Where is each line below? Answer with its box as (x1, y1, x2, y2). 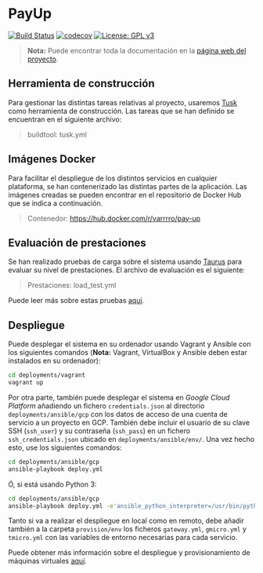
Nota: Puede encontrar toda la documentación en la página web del (27, 46, 247, 55)
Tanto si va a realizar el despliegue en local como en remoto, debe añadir (8, 516, 245, 526)
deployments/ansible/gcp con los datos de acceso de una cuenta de (8, 409, 229, 418)
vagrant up (8, 378, 44, 387)
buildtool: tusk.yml (27, 130, 88, 139)
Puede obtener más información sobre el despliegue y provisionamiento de (8, 548, 250, 557)
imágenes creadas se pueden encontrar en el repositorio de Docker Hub (8, 190, 242, 199)
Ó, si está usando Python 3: (8, 480, 97, 489)
